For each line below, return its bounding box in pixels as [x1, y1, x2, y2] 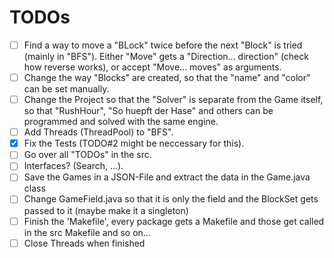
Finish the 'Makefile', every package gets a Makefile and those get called [23, 215, 325, 227]
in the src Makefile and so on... [23, 226, 151, 238]
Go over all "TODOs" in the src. [23, 149, 152, 161]
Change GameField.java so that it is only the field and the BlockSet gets [23, 193, 319, 205]
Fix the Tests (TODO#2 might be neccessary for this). [23, 137, 245, 150]
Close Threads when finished [23, 237, 146, 249]
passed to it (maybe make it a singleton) [23, 204, 189, 216]
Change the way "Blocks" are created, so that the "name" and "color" [23, 72, 311, 83]
